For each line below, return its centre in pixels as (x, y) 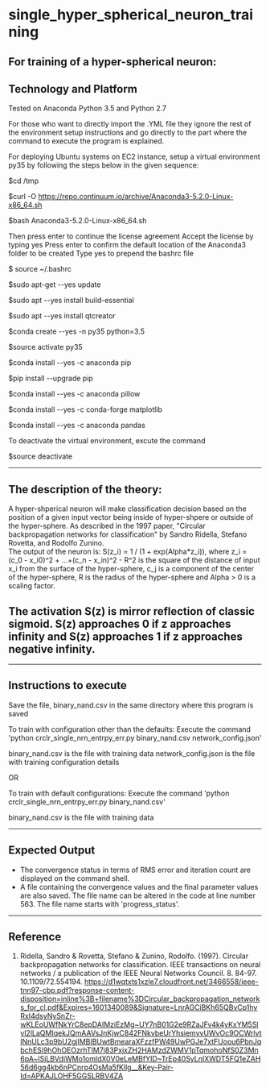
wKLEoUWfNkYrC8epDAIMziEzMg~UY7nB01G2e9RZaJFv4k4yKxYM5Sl (139, 1024)
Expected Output (52, 851)
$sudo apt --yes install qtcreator (62, 316)
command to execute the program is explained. (86, 141)
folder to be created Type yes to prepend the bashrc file (101, 253)
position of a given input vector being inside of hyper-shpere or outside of (131, 517)
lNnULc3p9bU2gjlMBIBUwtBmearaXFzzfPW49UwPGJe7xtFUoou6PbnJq (141, 1042)
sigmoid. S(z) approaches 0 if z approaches (120, 623)
